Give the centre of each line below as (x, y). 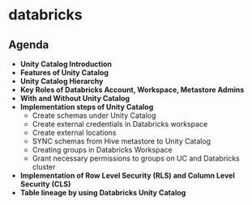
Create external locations (74, 132)
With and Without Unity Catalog (75, 98)
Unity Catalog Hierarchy (62, 81)
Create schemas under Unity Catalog (94, 115)
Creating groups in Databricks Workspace (102, 150)
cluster (44, 167)
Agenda (29, 45)
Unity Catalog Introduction (66, 64)
